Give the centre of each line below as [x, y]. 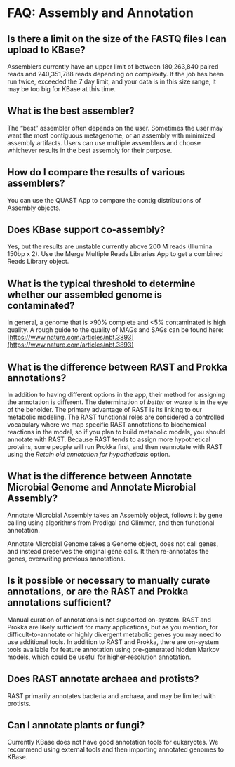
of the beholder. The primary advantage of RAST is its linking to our [105, 410]
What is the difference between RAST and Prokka [117, 367]
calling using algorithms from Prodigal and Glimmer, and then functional [111, 522]
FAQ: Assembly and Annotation [101, 13]
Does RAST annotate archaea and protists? [103, 679]
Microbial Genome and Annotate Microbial [102, 487]
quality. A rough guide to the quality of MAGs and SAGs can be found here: [115, 330]
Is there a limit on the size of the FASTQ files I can [117, 39]
